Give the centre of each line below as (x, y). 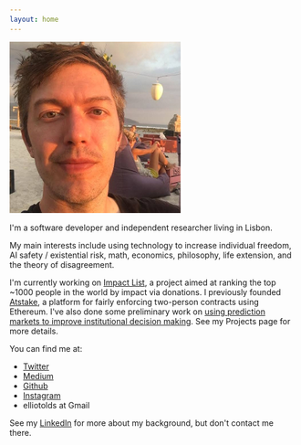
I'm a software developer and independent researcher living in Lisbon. (141, 228)
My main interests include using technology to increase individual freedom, (150, 245)
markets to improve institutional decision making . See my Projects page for (150, 321)
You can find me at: (46, 348)
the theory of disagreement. (62, 264)
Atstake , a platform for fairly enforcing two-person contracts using (134, 302)
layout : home (34, 19)
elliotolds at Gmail (56, 405)
